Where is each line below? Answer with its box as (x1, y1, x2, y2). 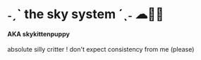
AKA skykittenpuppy (7, 29, 71, 38)
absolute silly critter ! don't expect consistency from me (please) (7, 45, 195, 54)
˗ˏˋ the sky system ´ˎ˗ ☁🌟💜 (7, 6, 164, 22)
